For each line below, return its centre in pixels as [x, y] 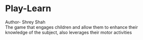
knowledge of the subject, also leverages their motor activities [69, 32]
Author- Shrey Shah [25, 22]
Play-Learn [28, 9]
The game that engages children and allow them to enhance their [71, 27]
